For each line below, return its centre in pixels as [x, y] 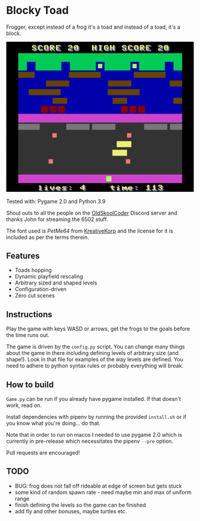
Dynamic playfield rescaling [49, 277]
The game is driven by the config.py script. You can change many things [96, 347]
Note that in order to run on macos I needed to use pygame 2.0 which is [94, 435]
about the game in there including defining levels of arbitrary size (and [92, 353]
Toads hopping [33, 270]
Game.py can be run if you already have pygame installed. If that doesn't [94, 399]
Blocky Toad [37, 10]
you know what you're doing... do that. [53, 423]
